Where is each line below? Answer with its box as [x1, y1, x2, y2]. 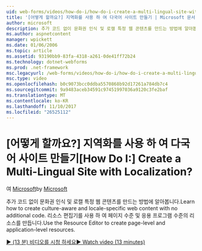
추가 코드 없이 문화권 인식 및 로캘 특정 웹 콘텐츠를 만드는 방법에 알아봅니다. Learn [6, 198, 195, 205]
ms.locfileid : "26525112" [6, 109, 71, 115]
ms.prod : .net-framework [6, 64, 69, 71]
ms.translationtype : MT [6, 92, 66, 98]
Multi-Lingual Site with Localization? [6, 165, 193, 179]
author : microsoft [6, 20, 52, 26]
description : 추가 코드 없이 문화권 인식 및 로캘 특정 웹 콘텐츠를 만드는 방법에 [6, 25, 182, 32]
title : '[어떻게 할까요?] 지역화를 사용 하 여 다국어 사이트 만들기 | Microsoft [6, 14, 185, 20]
